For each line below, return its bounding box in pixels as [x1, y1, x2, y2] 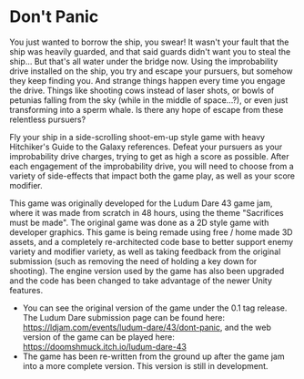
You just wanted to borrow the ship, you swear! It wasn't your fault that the [9, 36, 289, 47]
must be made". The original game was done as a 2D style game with [9, 217, 269, 228]
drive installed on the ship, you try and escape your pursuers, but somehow [9, 66, 293, 77]
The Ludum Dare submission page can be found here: [22, 312, 226, 323]
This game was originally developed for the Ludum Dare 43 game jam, [9, 198, 273, 209]
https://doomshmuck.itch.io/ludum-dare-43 [22, 341, 187, 352]
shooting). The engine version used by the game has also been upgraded [9, 265, 285, 276]
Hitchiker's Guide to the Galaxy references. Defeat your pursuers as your [9, 141, 283, 152]
